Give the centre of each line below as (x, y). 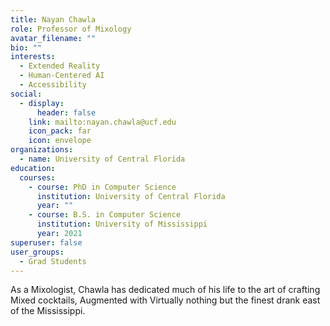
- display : (42, 103)
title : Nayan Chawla (53, 19)
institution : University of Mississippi (122, 224)
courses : (37, 177)
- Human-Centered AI (62, 76)
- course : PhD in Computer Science (102, 187)
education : (33, 168)
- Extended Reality (60, 66)
